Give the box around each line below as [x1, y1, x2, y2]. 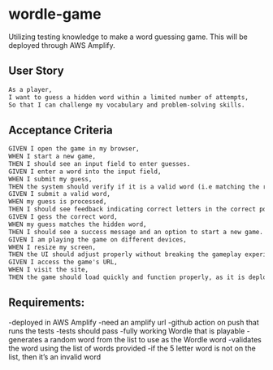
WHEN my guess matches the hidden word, [8, 220, 148, 229]
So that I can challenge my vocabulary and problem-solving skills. [8, 101, 245, 109]
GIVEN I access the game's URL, [8, 258, 118, 267]
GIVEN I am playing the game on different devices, [8, 235, 187, 244]
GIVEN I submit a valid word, [8, 190, 111, 198]
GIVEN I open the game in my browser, [8, 145, 140, 153]
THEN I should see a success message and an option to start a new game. [8, 228, 264, 236]
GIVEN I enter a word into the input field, [8, 168, 162, 176]
